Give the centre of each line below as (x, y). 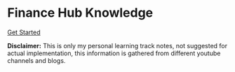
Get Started (24, 32)
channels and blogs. (36, 60)
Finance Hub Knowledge (80, 13)
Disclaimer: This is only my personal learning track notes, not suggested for (117, 45)
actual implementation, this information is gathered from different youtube (114, 53)
